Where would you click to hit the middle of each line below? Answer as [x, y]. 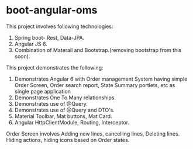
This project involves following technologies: [60, 26]
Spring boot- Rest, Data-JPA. [49, 37]
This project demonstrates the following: [55, 67]
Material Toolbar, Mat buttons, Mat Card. [63, 116]
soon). [22, 56]
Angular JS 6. [31, 44]
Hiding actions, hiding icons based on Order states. [68, 140]
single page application [43, 91]
